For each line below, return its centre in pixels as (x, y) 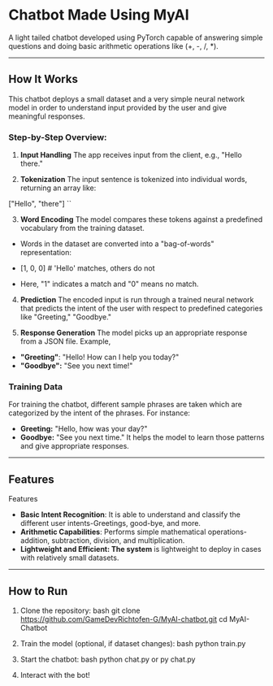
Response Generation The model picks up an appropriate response (134, 333)
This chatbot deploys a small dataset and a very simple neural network (127, 98)
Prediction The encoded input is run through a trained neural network (137, 300)
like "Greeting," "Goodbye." (66, 317)
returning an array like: (58, 188)
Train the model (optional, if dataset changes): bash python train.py (133, 643)
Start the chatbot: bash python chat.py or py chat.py (108, 659)
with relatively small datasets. (69, 558)
